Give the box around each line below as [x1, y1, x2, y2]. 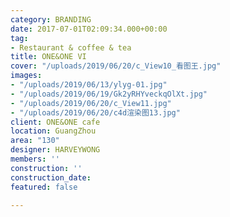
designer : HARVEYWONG [10, 145, 101, 155]
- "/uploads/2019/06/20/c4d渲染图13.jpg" [10, 107, 181, 118]
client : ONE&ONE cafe [10, 117, 101, 127]
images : [10, 71, 43, 81]
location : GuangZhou [10, 126, 97, 136]
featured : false [10, 182, 78, 192]
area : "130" [10, 136, 60, 146]
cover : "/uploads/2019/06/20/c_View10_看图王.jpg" [10, 61, 222, 71]
